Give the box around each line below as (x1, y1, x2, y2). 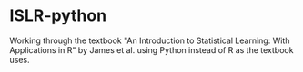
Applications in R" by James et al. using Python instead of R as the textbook (9, 44, 294, 55)
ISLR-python (9, 5, 107, 26)
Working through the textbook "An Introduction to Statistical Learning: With (9, 35, 290, 46)
